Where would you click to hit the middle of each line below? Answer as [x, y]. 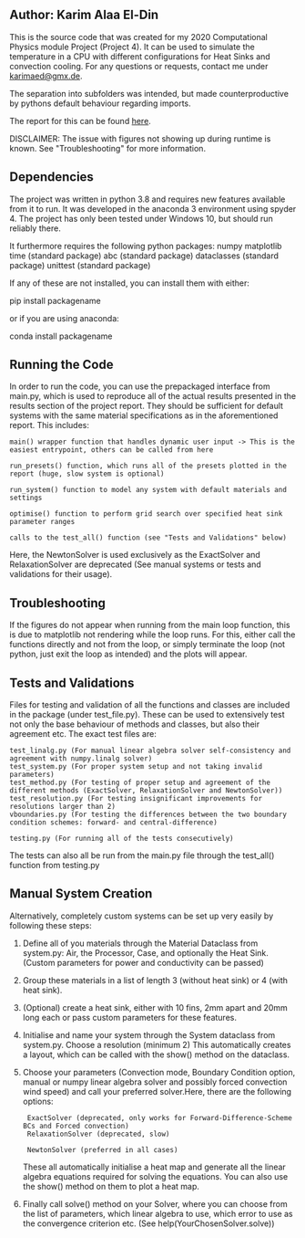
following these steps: [51, 925]
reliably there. [35, 228]
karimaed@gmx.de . [46, 76]
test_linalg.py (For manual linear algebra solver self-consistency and [150, 751]
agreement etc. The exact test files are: [83, 734]
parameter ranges [42, 522]
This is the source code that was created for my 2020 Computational [139, 37]
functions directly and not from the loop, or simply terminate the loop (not [147, 645]
